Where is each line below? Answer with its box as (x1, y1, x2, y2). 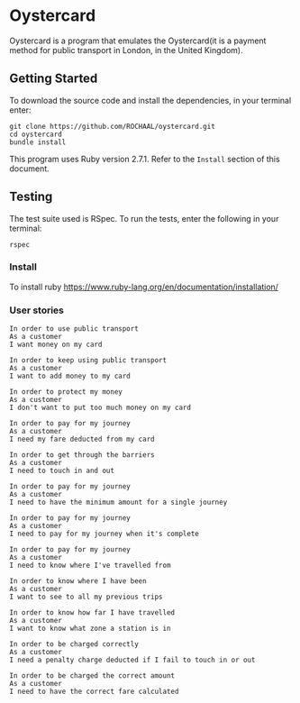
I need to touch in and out (9, 466, 115, 476)
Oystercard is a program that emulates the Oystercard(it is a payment (9, 35, 267, 46)
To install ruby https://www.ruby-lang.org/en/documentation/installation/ (9, 281, 279, 292)
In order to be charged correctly (9, 640, 140, 649)
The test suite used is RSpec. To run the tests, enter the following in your (9, 213, 279, 224)
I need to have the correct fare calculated (9, 687, 179, 697)
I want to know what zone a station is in (9, 624, 171, 634)
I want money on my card (9, 340, 103, 350)
